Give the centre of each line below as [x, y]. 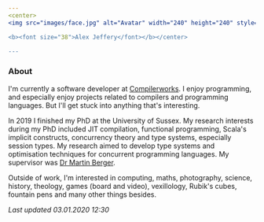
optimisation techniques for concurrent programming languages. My [119, 154]
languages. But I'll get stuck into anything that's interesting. [104, 105]
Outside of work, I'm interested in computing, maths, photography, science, [130, 177]
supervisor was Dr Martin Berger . [62, 162]
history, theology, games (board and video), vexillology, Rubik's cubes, [123, 186]
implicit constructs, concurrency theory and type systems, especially [120, 137]
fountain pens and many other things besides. [82, 194]
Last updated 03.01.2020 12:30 [59, 209]
